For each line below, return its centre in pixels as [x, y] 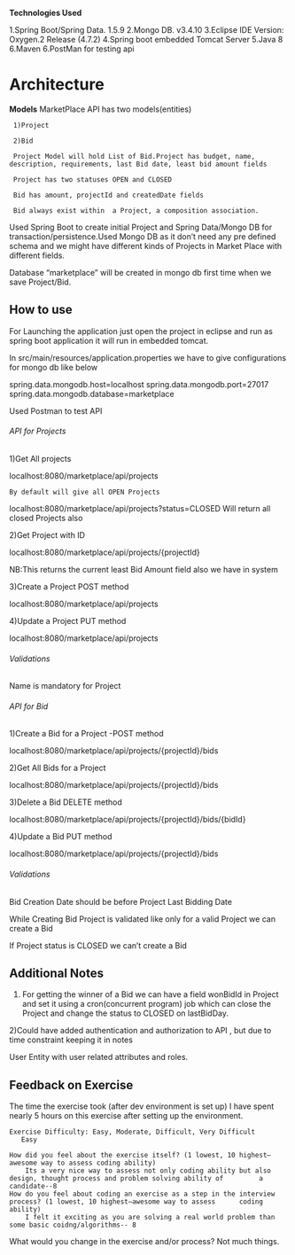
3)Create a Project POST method [69, 586]
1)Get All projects [40, 458]
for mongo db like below [54, 367]
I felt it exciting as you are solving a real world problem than [150, 1218]
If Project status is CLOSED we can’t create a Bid [98, 945]
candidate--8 [33, 1187]
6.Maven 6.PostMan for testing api [72, 49]
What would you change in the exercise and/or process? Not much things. [144, 1242]
